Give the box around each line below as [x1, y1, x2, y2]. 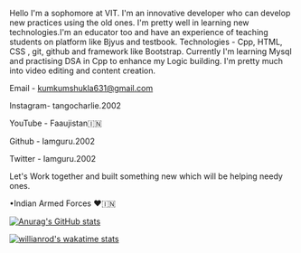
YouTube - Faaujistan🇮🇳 [9, 117, 102, 128]
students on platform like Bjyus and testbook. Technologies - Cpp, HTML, [9, 36, 283, 47]
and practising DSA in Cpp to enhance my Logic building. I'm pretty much [9, 56, 283, 66]
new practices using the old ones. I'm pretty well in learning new [9, 17, 250, 28]
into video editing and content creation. [9, 65, 156, 76]
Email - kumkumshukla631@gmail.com [9, 83, 154, 93]
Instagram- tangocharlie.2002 [9, 100, 122, 111]
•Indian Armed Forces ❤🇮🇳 [9, 198, 116, 209]
